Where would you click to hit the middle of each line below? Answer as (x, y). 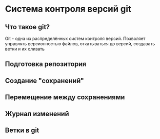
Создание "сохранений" (45, 80)
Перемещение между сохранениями (65, 97)
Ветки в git (22, 130)
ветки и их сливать (25, 49)
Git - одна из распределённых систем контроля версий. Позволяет (75, 38)
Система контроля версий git (68, 9)
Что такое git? (28, 27)
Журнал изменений (37, 113)
